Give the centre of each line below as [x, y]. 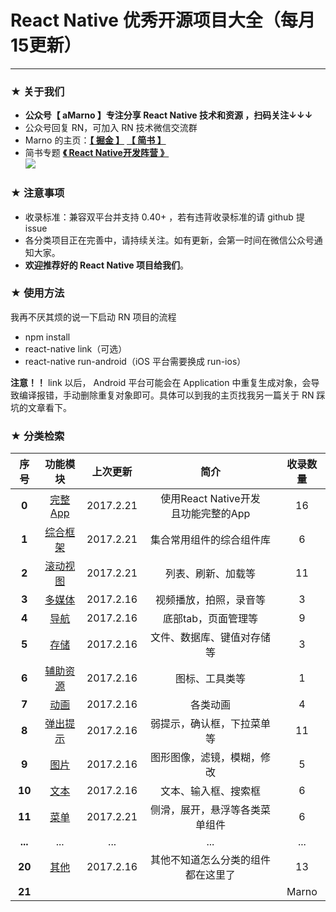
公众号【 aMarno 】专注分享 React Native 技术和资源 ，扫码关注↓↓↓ [168, 115]
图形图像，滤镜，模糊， [205, 758]
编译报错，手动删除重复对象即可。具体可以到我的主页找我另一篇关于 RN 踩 [172, 395]
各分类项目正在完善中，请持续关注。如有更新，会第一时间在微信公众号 [169, 240]
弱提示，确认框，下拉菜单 [210, 724]
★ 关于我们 [37, 91]
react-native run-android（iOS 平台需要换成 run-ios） [135, 361]
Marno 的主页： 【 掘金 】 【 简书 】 [95, 140]
